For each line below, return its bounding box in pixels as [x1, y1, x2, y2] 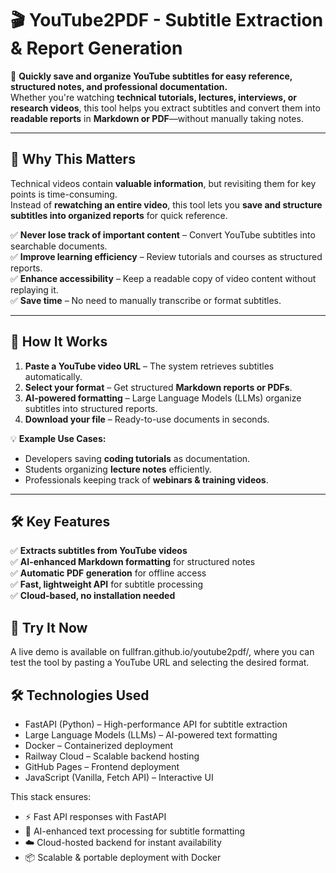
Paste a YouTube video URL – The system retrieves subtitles [24, 360, 275, 372]
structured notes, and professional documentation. [10, 80, 228, 92]
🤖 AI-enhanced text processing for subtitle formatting [24, 825, 245, 837]
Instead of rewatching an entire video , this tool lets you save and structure [10, 198, 323, 211]
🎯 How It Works [10, 333, 108, 351]
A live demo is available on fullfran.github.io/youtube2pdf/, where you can [10, 646, 315, 658]
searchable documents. [10, 240, 108, 252]
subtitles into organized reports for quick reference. [10, 209, 228, 221]
